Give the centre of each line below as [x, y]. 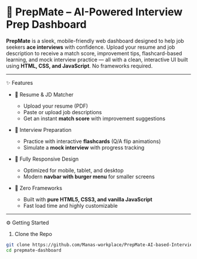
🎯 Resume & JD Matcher [44, 94]
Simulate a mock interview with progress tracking [84, 147]
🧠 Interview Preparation [43, 129]
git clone [18, 245]
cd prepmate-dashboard [34, 250]
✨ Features [20, 82]
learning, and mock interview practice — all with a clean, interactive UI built [97, 59]
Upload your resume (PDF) [56, 106]
